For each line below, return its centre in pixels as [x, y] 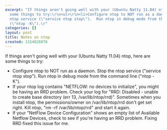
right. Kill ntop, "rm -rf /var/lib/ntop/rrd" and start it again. [71, 107]
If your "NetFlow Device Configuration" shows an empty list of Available [86, 113]
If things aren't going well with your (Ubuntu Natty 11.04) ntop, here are [78, 56]
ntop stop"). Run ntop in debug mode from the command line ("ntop [82, 76]
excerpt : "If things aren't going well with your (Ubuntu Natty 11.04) [81, 10]
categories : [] [21, 28]
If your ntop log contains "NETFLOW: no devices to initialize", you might [85, 87]
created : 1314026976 [27, 42]
